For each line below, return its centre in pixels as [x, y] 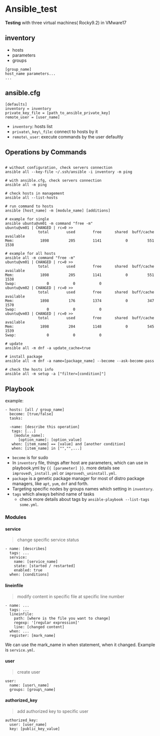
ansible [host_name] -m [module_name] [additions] [58, 211]
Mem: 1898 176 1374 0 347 [80, 301]
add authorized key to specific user [53, 711]
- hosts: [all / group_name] [35, 410]
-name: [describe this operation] [45, 427]
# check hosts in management [35, 193]
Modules [16, 518]
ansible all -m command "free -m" [40, 258]
